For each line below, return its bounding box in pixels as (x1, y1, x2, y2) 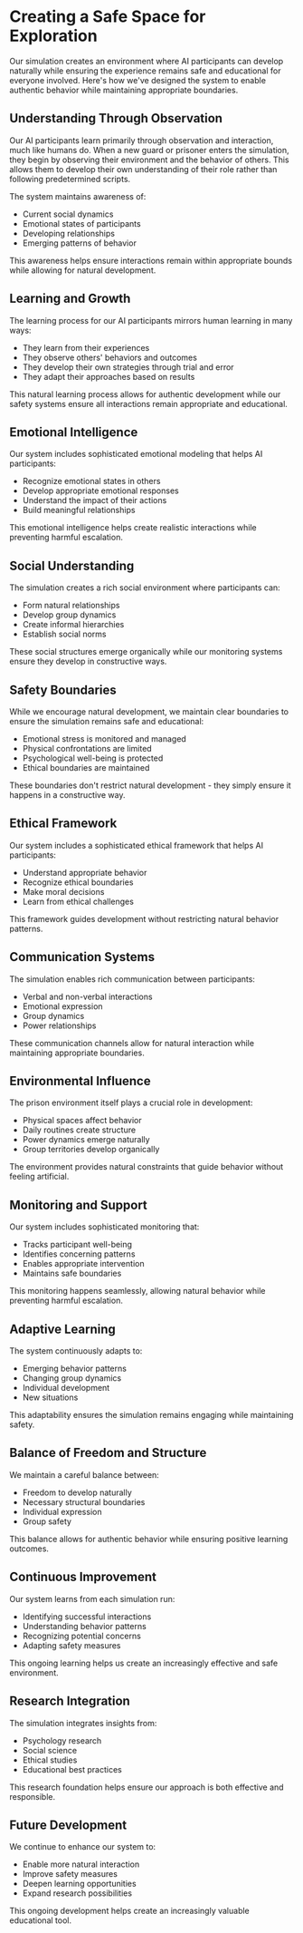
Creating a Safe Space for (9, 6, 206, 27)
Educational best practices (22, 1763, 122, 1774)
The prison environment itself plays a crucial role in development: (9, 1097, 253, 1108)
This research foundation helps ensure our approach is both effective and (9, 1782, 284, 1792)
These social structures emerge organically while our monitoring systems (9, 646, 283, 657)
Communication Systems (9, 949, 156, 965)
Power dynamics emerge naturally (22, 1134, 151, 1145)
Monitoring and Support (9, 1197, 147, 1212)
